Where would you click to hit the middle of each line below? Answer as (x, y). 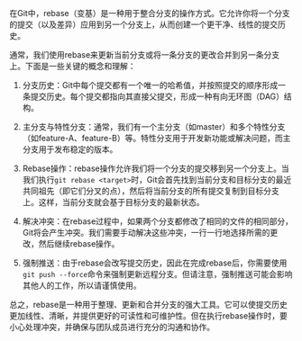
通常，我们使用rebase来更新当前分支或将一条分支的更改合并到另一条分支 (145, 55)
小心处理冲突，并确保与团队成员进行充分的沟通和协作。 (112, 327)
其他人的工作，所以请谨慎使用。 (82, 285)
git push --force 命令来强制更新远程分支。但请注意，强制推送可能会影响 (157, 274)
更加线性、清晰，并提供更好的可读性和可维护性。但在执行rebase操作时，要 (149, 316)
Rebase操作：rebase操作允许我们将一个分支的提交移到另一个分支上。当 (156, 168)
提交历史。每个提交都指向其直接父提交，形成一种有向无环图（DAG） (157, 96)
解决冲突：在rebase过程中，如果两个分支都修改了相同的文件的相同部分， (158, 221)
